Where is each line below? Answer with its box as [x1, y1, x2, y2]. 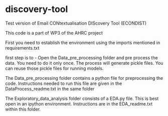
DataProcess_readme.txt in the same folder [5, 85, 95, 91]
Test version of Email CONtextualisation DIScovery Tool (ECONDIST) [5, 20, 147, 26]
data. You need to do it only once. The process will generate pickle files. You [5, 60, 163, 66]
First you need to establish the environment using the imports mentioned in [5, 39, 160, 46]
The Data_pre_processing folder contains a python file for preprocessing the [5, 75, 163, 81]
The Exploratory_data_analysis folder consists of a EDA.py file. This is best [5, 95, 159, 101]
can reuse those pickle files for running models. [5, 65, 104, 71]
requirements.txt [5, 45, 40, 51]
